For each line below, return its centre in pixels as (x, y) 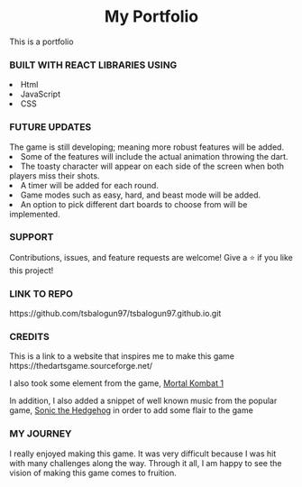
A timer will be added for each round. (90, 185)
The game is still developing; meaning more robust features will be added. (147, 147)
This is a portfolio (41, 41)
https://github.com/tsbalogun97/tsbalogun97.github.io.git (115, 314)
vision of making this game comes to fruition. (93, 473)
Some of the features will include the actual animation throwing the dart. (155, 156)
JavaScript (41, 94)
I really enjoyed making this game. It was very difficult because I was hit (143, 454)
